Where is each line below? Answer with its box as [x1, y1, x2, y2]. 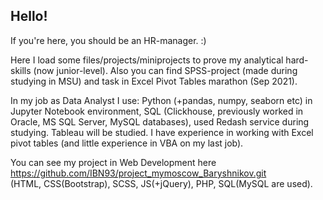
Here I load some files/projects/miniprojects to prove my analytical [10, 54, 284, 66]
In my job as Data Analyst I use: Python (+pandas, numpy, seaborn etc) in [10, 94, 313, 106]
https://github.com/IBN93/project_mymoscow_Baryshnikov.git [10, 167, 267, 179]
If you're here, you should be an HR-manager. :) [10, 34, 207, 46]
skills [10, 64, 32, 76]
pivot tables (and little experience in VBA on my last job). [10, 137, 244, 149]
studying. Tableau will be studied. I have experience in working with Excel [10, 126, 314, 138]
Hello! [10, 8, 48, 25]
